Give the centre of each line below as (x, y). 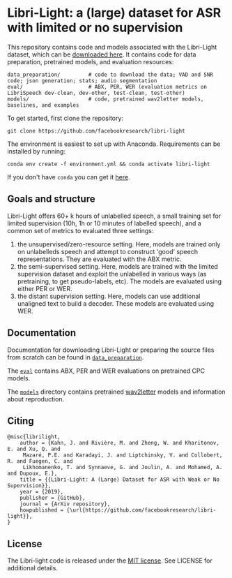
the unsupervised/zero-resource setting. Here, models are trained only (119, 244)
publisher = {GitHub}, (53, 498)
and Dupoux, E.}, (32, 474)
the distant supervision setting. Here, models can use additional (109, 296)
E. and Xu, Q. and (34, 449)
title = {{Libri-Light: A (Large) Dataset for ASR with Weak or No (119, 480)
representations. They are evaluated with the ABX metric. (100, 259)
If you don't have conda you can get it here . (69, 177)
